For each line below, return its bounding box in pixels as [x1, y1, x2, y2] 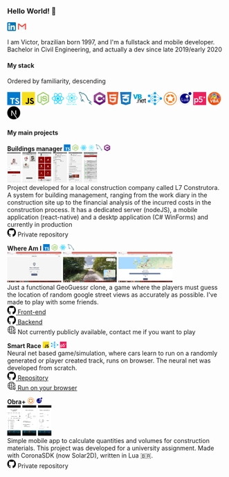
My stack [7, 61, 35, 69]
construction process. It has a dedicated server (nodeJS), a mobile [7, 205, 198, 214]
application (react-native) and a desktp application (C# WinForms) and [7, 213, 209, 221]
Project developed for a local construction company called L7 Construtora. [7, 183, 220, 191]
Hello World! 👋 [7, 6, 57, 16]
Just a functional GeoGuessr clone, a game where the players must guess [7, 283, 218, 291]
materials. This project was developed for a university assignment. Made [7, 444, 214, 452]
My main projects [7, 128, 59, 137]
